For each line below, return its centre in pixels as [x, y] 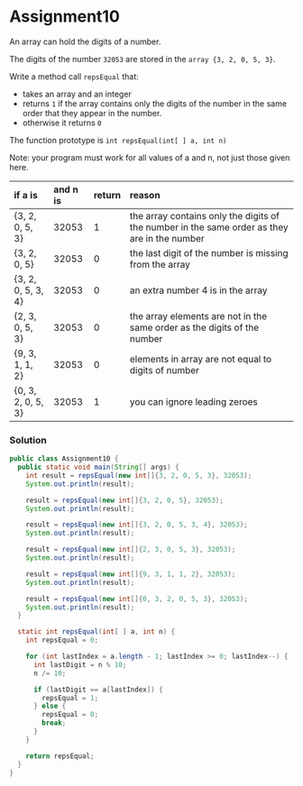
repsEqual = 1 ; [70, 698]
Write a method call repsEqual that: [74, 76]
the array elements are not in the [198, 315]
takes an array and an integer [77, 94]
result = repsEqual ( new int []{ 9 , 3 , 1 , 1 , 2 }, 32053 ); [131, 574]
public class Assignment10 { [64, 459]
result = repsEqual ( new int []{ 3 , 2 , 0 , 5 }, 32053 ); [124, 500]
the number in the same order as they [209, 227]
